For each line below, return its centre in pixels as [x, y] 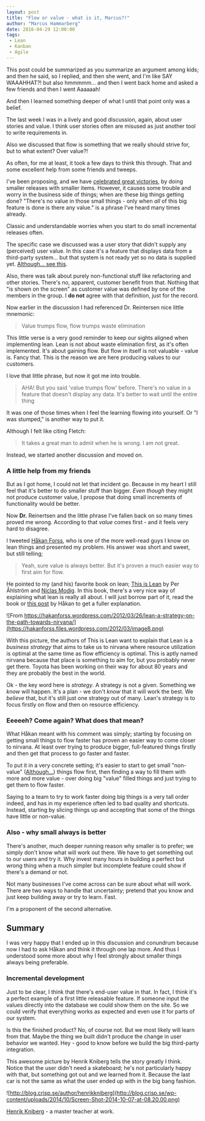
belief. [14, 108]
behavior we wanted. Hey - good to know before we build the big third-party [103, 1043]
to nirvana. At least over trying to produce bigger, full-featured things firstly [101, 747]
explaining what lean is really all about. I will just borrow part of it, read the [100, 597]
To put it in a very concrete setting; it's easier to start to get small [88, 765]
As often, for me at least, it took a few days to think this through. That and [99, 163]
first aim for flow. [43, 572]
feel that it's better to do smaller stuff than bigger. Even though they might [99, 491]
